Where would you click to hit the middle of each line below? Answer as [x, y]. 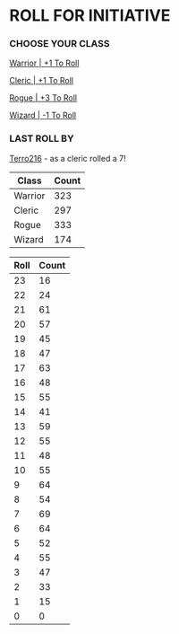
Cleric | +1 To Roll [42, 81]
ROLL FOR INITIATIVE [90, 16]
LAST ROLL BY [42, 138]
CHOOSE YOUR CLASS [60, 44]
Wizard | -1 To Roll [43, 115]
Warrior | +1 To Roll [44, 63]
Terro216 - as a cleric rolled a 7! [68, 158]
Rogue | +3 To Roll [43, 98]
